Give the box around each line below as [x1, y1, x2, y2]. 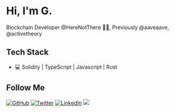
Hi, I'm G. [6, 4, 52, 18]
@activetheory [6, 30, 42, 37]
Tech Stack [6, 47, 49, 57]
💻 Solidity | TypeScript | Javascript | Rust [14, 63, 118, 71]
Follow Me [6, 83, 45, 93]
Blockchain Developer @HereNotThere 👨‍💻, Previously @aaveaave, [6, 24, 170, 31]
